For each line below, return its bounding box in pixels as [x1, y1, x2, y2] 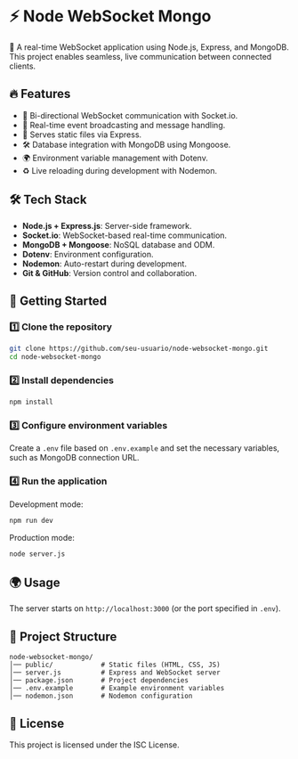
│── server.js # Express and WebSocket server [9, 668, 221, 677]
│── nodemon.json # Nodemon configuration [9, 691, 193, 701]
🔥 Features [9, 86, 71, 102]
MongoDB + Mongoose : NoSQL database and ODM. [21, 239, 215, 249]
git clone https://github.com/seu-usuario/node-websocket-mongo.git [9, 344, 269, 354]
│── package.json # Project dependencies [9, 676, 189, 685]
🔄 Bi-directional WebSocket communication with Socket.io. [21, 110, 238, 120]
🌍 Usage [9, 575, 60, 590]
